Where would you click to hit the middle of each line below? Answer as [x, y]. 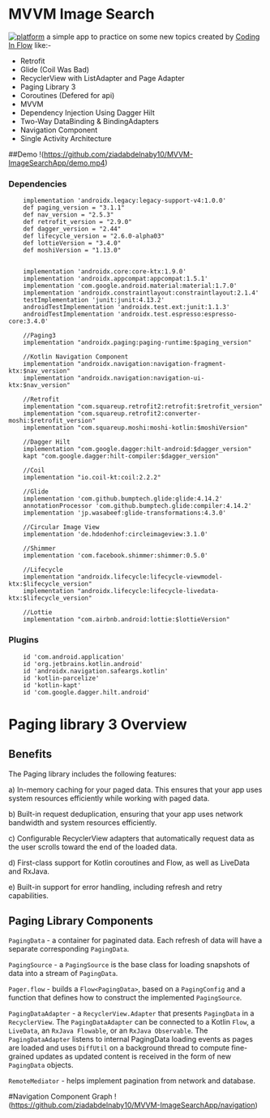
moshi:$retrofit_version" [52, 421]
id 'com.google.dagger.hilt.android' [87, 692]
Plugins [24, 640]
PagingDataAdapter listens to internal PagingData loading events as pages [131, 1039]
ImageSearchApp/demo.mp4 [57, 162]
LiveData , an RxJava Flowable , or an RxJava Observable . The [108, 1030]
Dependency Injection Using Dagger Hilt [88, 112]
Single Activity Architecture [66, 138]
